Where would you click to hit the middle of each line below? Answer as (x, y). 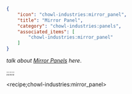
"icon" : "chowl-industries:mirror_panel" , (72, 14)
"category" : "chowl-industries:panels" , (69, 26)
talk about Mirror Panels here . (44, 61)
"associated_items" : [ (46, 32)
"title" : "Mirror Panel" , (50, 20)
